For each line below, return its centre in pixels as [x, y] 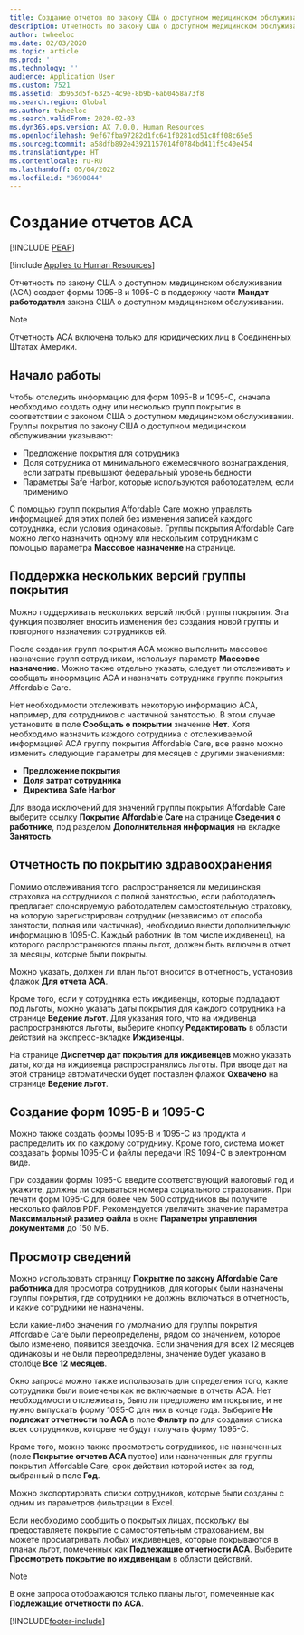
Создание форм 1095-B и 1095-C [107, 1112]
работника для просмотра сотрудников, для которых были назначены [147, 1288]
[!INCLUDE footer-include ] [57, 1621]
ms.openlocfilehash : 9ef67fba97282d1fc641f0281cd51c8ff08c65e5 [131, 136]
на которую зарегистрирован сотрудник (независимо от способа [137, 915]
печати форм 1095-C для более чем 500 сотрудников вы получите [138, 1199]
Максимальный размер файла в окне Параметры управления [133, 1218]
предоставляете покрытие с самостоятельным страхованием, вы [137, 1530]
